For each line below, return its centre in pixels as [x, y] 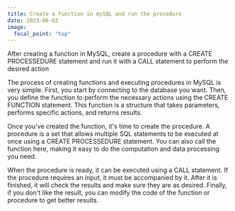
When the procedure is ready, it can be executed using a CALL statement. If [118, 170]
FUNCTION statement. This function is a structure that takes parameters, [114, 105]
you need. [22, 156]
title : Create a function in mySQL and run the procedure [94, 14]
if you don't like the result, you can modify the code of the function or [109, 193]
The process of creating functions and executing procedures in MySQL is [114, 83]
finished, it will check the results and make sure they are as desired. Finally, [117, 186]
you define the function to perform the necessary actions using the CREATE [118, 98]
